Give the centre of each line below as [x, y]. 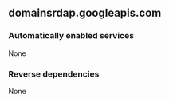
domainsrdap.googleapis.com [85, 13]
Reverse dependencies [54, 73]
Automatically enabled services [71, 36]
